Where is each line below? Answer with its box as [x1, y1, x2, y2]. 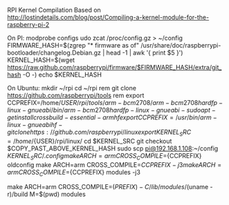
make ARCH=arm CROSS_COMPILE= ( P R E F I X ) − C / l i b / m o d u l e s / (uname [7, 183, 209, 191]
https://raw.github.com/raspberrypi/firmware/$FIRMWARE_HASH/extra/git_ [7, 64, 222, 71]
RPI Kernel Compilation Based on [7, 6, 102, 14]
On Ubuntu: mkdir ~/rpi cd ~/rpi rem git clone [7, 84, 137, 92]
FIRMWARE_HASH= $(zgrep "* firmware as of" [7, 41, 140, 49]
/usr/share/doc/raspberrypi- [140, 41, 221, 49]
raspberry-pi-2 [7, 21, 50, 28]
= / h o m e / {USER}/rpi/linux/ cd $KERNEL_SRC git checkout [7, 137, 172, 145]
